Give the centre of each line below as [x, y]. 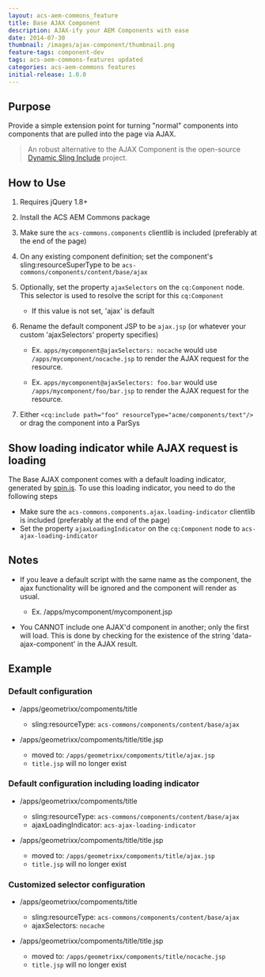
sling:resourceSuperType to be [70, 265]
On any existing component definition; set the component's [116, 257]
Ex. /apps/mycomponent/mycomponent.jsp [102, 611]
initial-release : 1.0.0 [47, 75]
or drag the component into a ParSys [79, 423]
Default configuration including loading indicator [104, 784]
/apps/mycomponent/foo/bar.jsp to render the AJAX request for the [140, 391]
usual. [30, 596]
